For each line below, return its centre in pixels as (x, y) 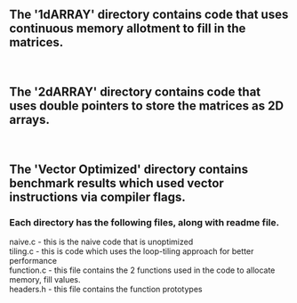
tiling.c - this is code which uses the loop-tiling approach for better (132, 251)
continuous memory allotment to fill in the (128, 29)
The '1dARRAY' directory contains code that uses (149, 15)
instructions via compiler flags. (98, 197)
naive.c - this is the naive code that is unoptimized (101, 242)
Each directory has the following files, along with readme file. (144, 222)
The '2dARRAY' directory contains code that (135, 92)
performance (33, 261)
